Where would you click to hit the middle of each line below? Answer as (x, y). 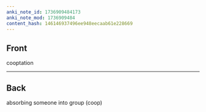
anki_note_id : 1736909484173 (44, 12)
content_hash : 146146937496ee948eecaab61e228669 (70, 23)
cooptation (20, 63)
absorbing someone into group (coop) (54, 103)
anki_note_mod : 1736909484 (41, 18)
